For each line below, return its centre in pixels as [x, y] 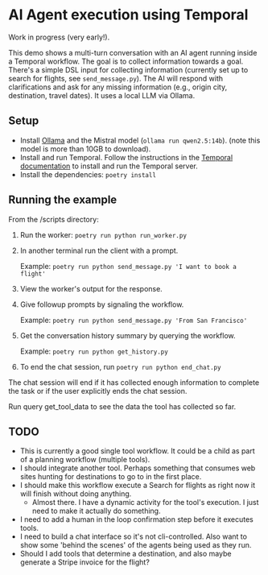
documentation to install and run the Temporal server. [109, 166]
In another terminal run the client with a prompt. [99, 250]
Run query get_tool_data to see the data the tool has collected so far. [122, 406]
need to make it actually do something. [96, 511]
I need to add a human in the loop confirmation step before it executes [136, 519]
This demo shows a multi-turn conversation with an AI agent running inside [133, 52]
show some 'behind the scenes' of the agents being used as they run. [136, 545]
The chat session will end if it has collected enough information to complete [134, 382]
